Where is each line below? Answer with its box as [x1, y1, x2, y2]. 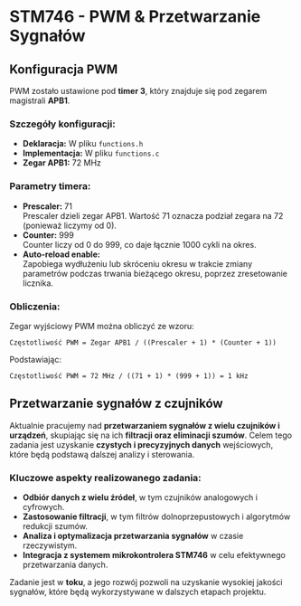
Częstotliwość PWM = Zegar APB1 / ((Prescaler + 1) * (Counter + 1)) [9, 337, 277, 347]
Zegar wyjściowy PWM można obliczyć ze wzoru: [9, 320, 194, 331]
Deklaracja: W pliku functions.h [22, 138, 144, 149]
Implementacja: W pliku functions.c [22, 147, 160, 159]
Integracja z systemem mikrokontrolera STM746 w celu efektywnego [22, 550, 287, 560]
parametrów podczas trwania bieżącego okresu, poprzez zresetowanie [22, 268, 287, 279]
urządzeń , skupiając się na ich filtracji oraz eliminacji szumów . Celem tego [9, 430, 292, 440]
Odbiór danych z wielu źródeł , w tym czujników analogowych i [22, 492, 258, 503]
